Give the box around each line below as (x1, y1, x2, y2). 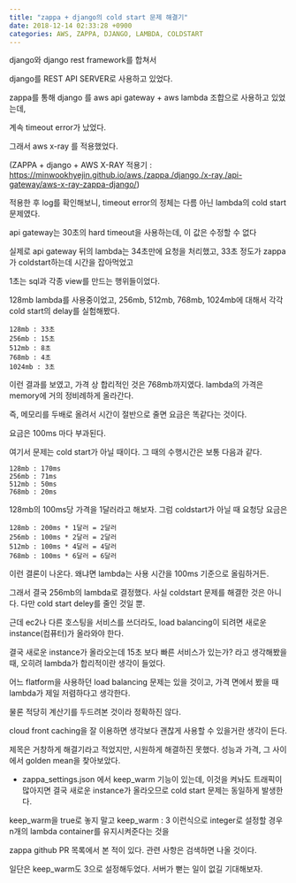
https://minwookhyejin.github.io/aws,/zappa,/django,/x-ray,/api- (9, 170, 243, 180)
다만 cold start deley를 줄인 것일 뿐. (20, 598, 146, 609)
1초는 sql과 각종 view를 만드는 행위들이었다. (9, 276, 161, 287)
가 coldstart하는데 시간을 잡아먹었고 (9, 257, 134, 268)
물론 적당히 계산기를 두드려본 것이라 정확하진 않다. (9, 707, 182, 718)
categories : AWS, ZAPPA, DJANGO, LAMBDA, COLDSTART (9, 29, 203, 38)
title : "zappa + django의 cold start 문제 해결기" (9, 12, 188, 22)
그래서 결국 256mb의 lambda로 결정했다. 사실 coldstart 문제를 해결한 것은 (9, 587, 266, 598)
